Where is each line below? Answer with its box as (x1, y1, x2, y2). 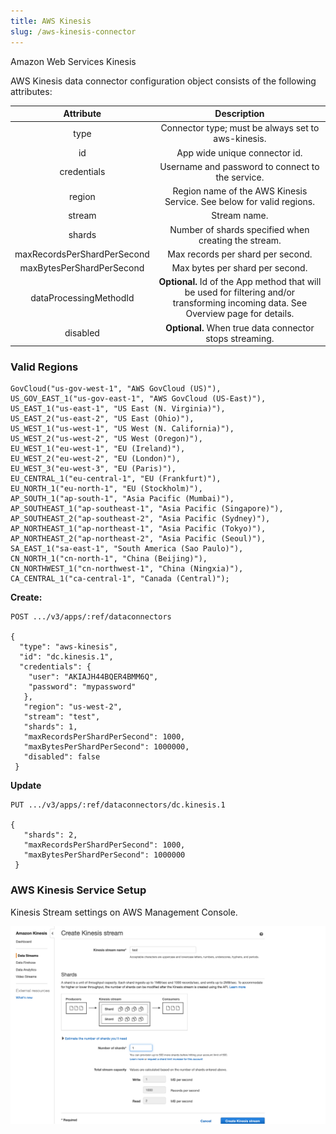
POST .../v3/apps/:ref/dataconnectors (10, 612, 172, 622)
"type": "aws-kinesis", (19, 642, 118, 652)
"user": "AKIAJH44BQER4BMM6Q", (28, 672, 159, 682)
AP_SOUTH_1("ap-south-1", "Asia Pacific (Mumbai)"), (10, 494, 235, 504)
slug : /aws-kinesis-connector (10, 26, 137, 37)
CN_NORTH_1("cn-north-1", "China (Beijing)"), (10, 554, 208, 564)
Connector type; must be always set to (160, 122, 320, 134)
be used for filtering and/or (184, 286, 296, 299)
